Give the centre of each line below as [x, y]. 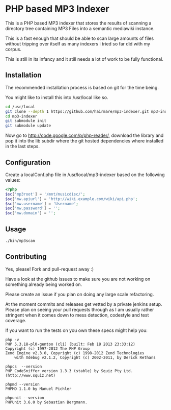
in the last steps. [22, 147]
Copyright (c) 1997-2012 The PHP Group [48, 348]
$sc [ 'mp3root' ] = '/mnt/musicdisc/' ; [45, 194]
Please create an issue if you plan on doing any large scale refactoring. [80, 294]
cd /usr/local [20, 107]
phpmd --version [22, 384]
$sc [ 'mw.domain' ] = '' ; [31, 213]
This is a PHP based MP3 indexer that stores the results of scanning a [78, 23]
